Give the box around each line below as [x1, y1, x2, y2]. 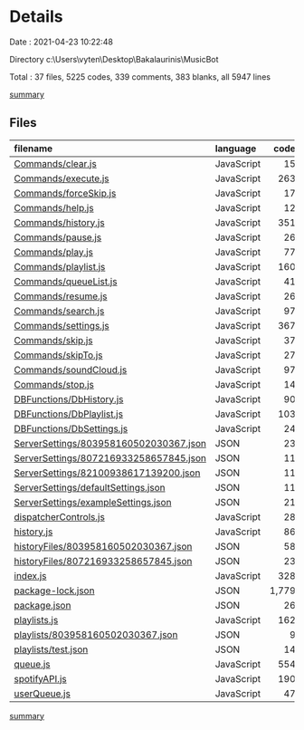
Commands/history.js [14, 216, 106, 228]
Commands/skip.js [14, 333, 93, 346]
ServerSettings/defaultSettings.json [14, 481, 166, 494]
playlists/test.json [14, 643, 89, 656]
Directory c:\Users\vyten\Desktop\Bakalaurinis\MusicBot [9, 53, 219, 64]
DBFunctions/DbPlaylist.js [14, 408, 124, 420]
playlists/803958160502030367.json [14, 628, 178, 640]
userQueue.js [14, 687, 71, 699]
